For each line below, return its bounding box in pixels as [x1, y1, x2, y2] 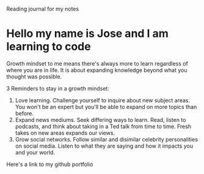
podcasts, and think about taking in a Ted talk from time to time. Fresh [15, 123, 191, 130]
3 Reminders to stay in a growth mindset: [6, 85, 110, 92]
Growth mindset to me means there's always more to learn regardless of [6, 59, 188, 67]
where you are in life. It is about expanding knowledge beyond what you [6, 66, 188, 74]
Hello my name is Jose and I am [6, 27, 169, 40]
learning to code [6, 40, 91, 54]
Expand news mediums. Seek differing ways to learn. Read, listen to [15, 116, 186, 123]
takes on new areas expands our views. [15, 129, 115, 137]
